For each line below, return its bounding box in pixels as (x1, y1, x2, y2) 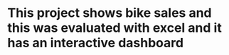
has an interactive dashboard (7, 35, 183, 51)
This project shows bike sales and (7, 5, 212, 21)
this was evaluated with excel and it (7, 20, 222, 36)
